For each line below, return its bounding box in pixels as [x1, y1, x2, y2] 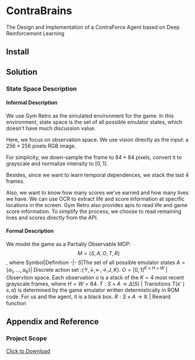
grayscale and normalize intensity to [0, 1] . [6, 160, 109, 167]
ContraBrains [6, 4, 72, 18]
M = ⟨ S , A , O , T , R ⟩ [77, 250, 120, 257]
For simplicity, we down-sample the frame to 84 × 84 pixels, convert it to [6, 154, 182, 161]
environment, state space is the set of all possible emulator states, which [6, 118, 183, 125]
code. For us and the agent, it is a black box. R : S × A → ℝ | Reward [6, 293, 171, 300]
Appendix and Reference [6, 316, 99, 326]
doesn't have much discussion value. [6, 125, 96, 132]
